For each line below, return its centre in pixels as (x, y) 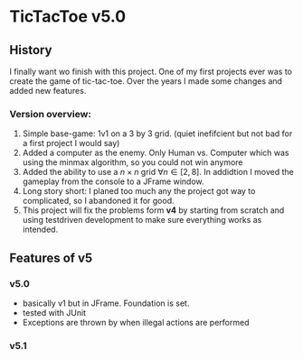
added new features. (48, 91)
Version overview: (51, 114)
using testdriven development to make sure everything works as (142, 220)
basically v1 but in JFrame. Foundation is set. (106, 303)
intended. (40, 230)
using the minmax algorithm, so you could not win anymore (133, 162)
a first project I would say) (71, 143)
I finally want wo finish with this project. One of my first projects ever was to (151, 71)
